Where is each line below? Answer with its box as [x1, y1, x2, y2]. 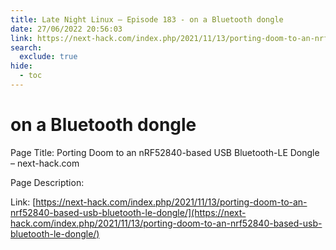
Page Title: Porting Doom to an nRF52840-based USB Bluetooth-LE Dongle [10, 146, 320, 158]
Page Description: [10, 176, 85, 188]
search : [10, 42, 43, 53]
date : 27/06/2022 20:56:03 [10, 24, 123, 34]
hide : [10, 61, 33, 71]
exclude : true [19, 52, 78, 62]
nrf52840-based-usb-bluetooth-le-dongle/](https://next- [10, 206, 247, 218]
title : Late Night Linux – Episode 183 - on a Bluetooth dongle [10, 14, 284, 25]
